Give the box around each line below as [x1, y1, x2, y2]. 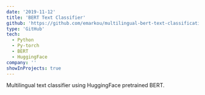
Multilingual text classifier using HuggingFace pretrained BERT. [6, 82, 165, 89]
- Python [12, 37, 34, 43]
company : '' [6, 59, 37, 65]
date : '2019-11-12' [6, 8, 56, 15]
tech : [6, 31, 20, 38]
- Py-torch [12, 43, 40, 49]
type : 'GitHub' [6, 25, 45, 32]
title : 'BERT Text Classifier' [6, 15, 86, 21]
